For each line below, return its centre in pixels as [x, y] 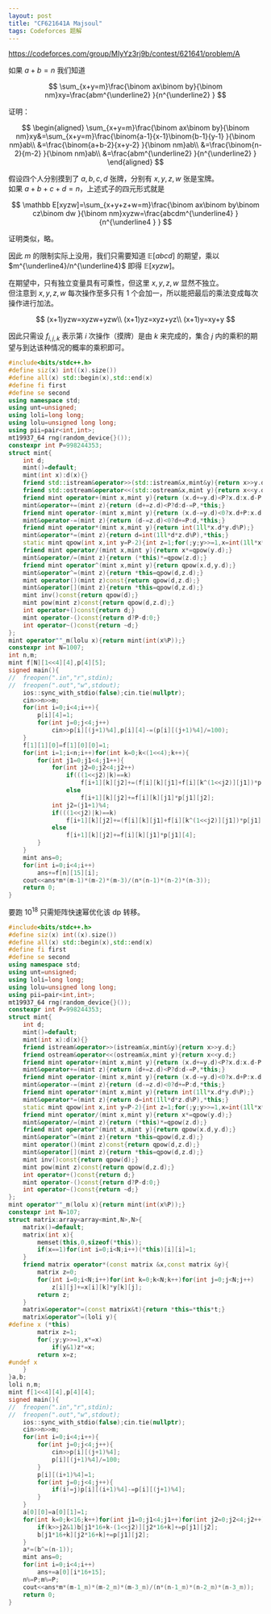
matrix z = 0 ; [58, 1272]
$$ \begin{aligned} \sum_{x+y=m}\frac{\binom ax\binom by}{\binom [135, 128]
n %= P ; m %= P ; [41, 1579]
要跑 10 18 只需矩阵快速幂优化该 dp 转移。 [77, 911]
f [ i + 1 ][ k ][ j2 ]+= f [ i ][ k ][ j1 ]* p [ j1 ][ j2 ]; [148, 798]
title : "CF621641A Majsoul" [56, 23]
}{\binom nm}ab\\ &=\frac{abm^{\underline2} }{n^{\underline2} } [150, 153]
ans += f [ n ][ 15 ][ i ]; [68, 873]
